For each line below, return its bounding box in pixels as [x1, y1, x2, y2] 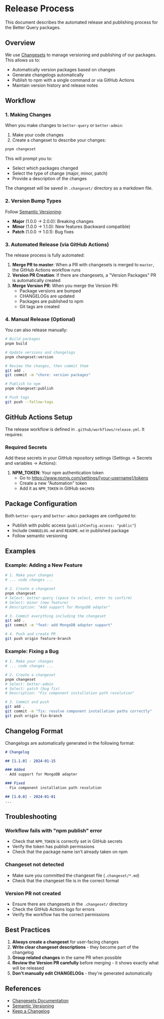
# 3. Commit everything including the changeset [5, 613, 106, 618]
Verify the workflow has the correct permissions [12, 911, 110, 917]
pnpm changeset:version [5, 354, 54, 359]
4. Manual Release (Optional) [5, 316, 76, 322]
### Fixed [5, 781, 25, 786]
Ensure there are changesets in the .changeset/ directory [12, 901, 128, 907]
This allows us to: [5, 57, 41, 63]
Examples [5, 547, 36, 555]
